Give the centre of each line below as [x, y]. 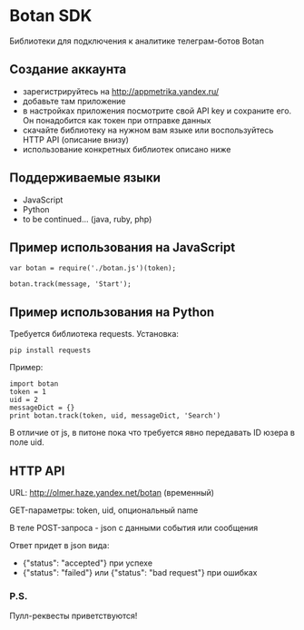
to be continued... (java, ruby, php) [87, 219]
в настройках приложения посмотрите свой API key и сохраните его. [157, 111]
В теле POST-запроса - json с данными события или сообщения [134, 528]
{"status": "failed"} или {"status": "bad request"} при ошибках [140, 572]
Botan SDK [51, 16]
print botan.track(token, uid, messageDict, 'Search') [115, 416]
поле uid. [27, 442]
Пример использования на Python [112, 312]
